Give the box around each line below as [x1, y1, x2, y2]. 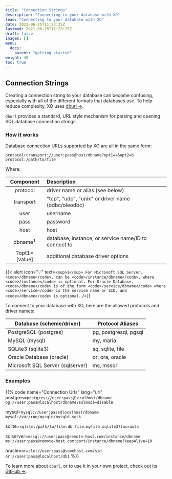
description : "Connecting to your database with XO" [5, 12, 120, 17]
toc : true [5, 60, 27, 65]
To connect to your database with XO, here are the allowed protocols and [5, 303, 160, 309]
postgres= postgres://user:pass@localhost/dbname [5, 394, 112, 400]
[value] [16, 256, 34, 263]
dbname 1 [13, 237, 36, 246]
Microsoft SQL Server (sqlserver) [8, 362, 88, 369]
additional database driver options [46, 253, 129, 260]
